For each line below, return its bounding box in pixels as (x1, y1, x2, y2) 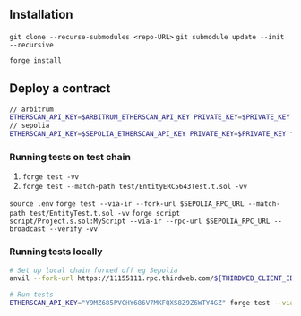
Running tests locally (9, 245, 103, 258)
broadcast (9, 225, 47, 234)
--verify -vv (48, 225, 99, 234)
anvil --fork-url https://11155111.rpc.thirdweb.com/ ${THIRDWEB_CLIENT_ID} (9, 274, 298, 283)
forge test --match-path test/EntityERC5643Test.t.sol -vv (21, 183, 248, 192)
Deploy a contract (9, 81, 111, 97)
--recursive (9, 40, 54, 49)
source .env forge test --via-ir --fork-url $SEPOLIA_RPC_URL (9, 200, 245, 209)
